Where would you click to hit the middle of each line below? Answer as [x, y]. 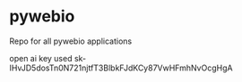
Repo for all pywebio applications [71, 41]
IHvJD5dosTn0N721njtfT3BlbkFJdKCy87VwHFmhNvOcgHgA [121, 68]
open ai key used [41, 58]
